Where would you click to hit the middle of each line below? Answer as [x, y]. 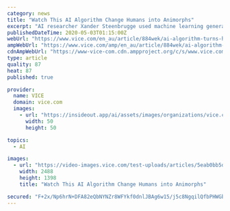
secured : [20, 197]
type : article [27, 58]
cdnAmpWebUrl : [27, 52]
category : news [29, 13]
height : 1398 [38, 178]
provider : [21, 90]
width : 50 [39, 121]
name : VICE [29, 96]
